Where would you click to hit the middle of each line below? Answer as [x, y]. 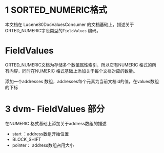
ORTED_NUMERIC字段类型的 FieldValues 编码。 [53, 30]
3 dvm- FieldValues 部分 [55, 109]
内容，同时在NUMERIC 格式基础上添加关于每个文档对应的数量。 [73, 71]
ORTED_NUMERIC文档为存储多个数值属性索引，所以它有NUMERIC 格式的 [79, 65]
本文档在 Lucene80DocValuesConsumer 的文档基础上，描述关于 [70, 24]
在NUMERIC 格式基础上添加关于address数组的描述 [56, 123]
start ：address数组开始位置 [41, 134]
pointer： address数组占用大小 [43, 145]
